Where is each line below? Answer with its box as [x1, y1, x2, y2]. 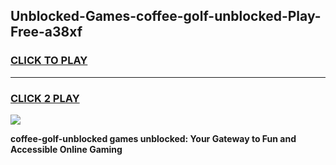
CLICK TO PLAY [10, 54, 88, 68]
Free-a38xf [10, 24, 83, 41]
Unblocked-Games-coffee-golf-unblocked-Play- [10, 8, 322, 25]
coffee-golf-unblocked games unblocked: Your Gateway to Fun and [10, 132, 297, 144]
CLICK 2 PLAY [10, 91, 80, 105]
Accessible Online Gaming [10, 143, 123, 155]
